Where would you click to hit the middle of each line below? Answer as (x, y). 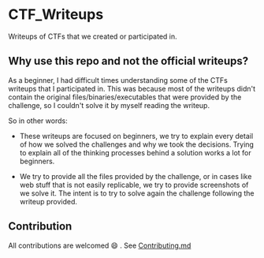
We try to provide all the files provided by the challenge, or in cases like (136, 176)
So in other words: (38, 121)
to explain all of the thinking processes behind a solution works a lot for (136, 152)
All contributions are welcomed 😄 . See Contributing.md (100, 245)
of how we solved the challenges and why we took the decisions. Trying (137, 144)
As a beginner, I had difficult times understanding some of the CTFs (118, 80)
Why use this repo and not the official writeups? (128, 61)
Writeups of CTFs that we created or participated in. (93, 36)
